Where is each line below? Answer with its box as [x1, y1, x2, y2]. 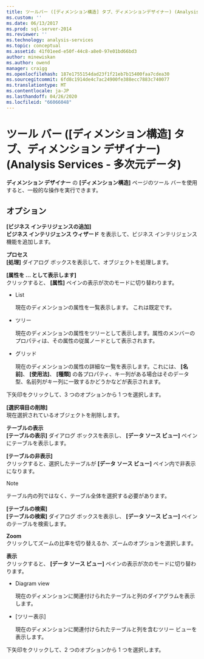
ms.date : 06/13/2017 [6, 20, 59, 26]
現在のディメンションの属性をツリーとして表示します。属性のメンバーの [15, 329, 195, 337]
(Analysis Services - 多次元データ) [6, 157, 182, 171]
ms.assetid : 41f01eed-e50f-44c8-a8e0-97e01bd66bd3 [6, 49, 137, 55]
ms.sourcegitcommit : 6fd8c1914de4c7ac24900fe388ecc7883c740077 [6, 76, 170, 83]
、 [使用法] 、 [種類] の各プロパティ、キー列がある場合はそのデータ [22, 371, 189, 378]
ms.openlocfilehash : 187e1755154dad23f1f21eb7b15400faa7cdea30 [6, 71, 170, 77]
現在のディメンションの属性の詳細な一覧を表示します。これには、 [15, 363, 180, 370]
